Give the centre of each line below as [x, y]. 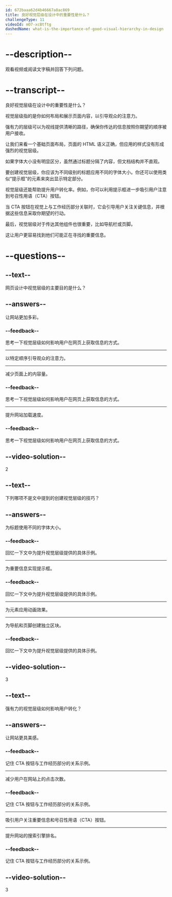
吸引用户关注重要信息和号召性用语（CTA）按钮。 [57, 820]
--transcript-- [35, 90]
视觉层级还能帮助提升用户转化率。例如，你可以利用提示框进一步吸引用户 [81, 189]
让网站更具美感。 [23, 738]
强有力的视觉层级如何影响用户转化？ [44, 708]
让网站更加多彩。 [23, 317]
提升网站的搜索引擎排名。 [32, 836]
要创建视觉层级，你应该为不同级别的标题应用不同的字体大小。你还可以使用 [84, 172]
